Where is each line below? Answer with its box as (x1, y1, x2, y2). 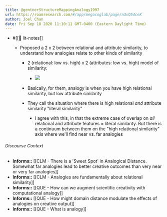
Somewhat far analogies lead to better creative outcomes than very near (12, 163, 162, 169)
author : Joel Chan (5, 17, 43, 22)
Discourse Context (5, 142, 43, 148)
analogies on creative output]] (12, 201, 75, 207)
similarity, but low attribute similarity (27, 91, 102, 97)
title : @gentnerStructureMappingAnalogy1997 (5, 7, 99, 13)
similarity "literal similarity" (27, 106, 82, 112)
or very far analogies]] (12, 169, 59, 175)
